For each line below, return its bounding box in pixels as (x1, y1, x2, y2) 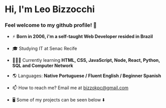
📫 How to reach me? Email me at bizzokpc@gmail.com (12, 85, 129, 91)
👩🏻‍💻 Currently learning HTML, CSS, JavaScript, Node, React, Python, (12, 57, 160, 63)
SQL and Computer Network (12, 62, 73, 69)
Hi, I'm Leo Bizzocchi (5, 4, 95, 15)
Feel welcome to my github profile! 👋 (5, 22, 97, 29)
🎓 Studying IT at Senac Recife (12, 46, 77, 52)
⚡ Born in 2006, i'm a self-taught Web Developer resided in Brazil (12, 33, 153, 40)
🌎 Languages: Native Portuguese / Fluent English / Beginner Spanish (12, 73, 161, 79)
